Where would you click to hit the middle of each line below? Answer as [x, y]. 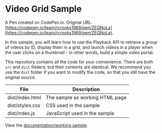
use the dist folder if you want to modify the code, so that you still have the [80, 72]
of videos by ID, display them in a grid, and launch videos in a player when [79, 47]
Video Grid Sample [44, 9]
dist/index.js [21, 113]
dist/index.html [24, 97]
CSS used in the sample [73, 105]
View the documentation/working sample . [47, 125]
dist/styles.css [24, 105]
